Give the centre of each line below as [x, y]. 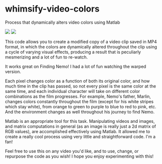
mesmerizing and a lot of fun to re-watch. [46, 57]
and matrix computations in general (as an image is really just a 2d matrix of [81, 126]
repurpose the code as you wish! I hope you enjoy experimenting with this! [79, 156]
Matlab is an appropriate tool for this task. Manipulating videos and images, [80, 121]
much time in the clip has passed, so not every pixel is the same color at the [81, 86]
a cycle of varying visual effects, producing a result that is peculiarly [73, 52]
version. [13, 72]
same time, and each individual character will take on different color [73, 91]
